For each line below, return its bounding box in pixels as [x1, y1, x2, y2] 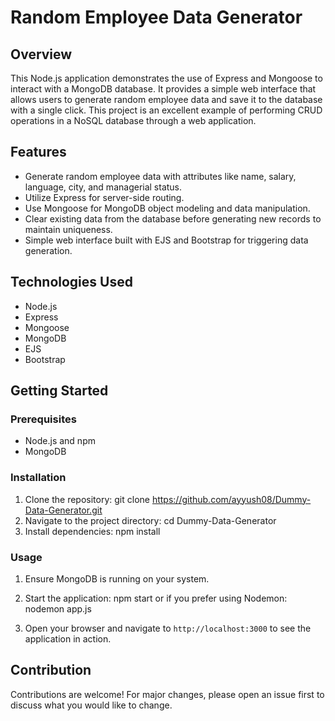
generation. [24, 244, 73, 256]
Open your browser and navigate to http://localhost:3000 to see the [24, 622, 312, 634]
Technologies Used [10, 274, 133, 291]
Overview [10, 46, 73, 63]
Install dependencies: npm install [24, 525, 161, 537]
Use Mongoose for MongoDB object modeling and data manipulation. [24, 202, 311, 214]
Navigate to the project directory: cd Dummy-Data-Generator [24, 514, 277, 526]
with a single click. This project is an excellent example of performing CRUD [10, 104, 323, 116]
